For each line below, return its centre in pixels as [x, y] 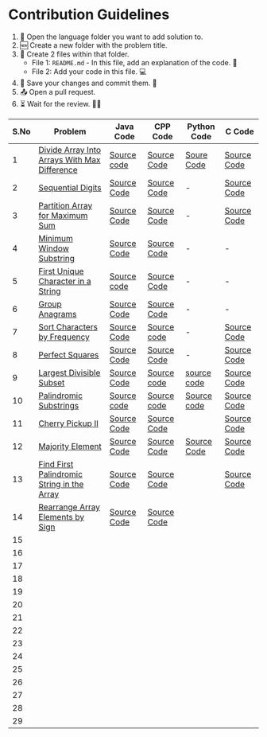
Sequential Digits [70, 187]
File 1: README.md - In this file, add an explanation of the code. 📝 [134, 62]
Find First [56, 464]
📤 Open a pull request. [58, 92]
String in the [61, 484]
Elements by [62, 517]
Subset [52, 382]
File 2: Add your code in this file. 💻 [89, 71]
